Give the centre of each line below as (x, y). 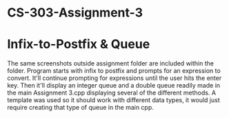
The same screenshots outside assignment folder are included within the (110, 63)
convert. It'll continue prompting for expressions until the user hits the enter (114, 78)
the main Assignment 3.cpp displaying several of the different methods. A (111, 93)
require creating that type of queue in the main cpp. (80, 108)
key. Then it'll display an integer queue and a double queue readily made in (114, 86)
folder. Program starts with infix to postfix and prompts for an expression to (114, 71)
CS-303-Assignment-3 (75, 13)
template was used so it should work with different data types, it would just (113, 100)
